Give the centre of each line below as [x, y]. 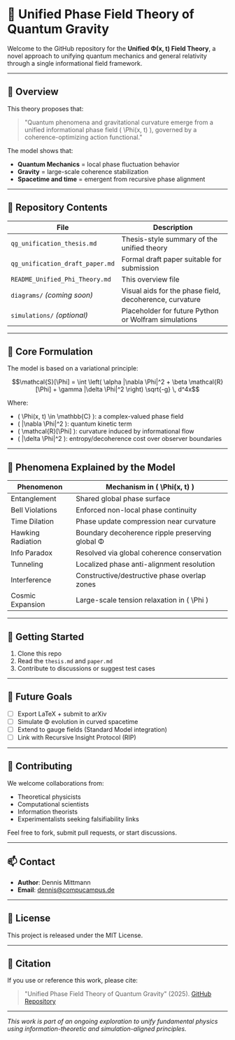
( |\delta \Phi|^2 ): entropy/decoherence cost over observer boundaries [120, 439]
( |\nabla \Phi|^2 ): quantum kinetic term [74, 424]
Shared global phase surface [123, 499]
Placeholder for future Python [170, 310]
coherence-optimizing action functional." [83, 137]
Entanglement [34, 499]
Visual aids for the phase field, [171, 291]
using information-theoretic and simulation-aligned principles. [97, 1029]
